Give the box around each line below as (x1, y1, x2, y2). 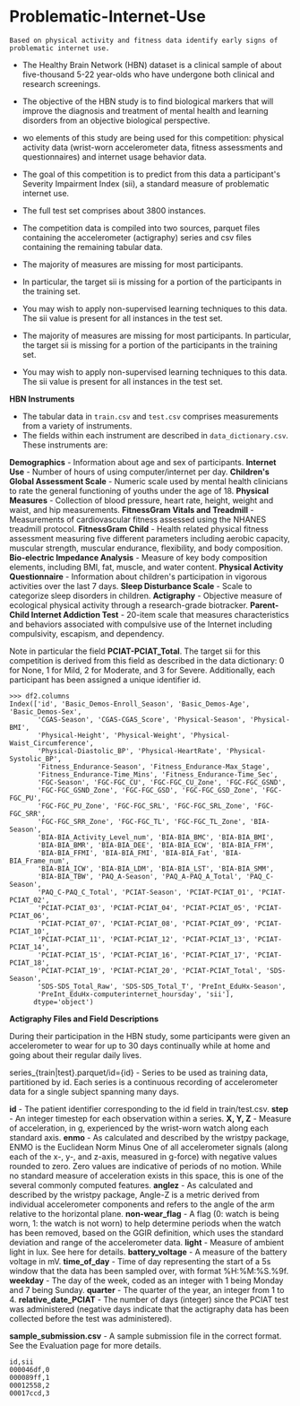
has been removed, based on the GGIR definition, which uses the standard (9, 1227, 284, 1238)
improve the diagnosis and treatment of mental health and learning (21, 105, 269, 116)
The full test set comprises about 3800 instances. (21, 204, 206, 216)
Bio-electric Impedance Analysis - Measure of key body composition (9, 551, 268, 562)
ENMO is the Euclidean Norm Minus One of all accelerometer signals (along (9, 1141, 288, 1152)
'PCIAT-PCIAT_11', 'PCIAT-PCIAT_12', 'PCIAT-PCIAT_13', (37, 934, 251, 943)
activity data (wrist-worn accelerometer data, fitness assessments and (21, 142, 284, 152)
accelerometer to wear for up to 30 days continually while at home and (9, 1040, 270, 1051)
